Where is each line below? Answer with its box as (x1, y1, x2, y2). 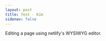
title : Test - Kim (5, 12, 43, 17)
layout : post (5, 7, 32, 12)
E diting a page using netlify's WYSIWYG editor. (5, 30, 102, 36)
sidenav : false (5, 16, 37, 21)
